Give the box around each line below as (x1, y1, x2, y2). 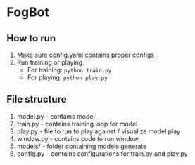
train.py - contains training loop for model (16, 119, 138, 128)
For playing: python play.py (27, 73, 108, 81)
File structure (6, 93, 67, 105)
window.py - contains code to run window (16, 134, 139, 143)
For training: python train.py (27, 66, 112, 74)
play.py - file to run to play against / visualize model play (16, 127, 181, 136)
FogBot (6, 4, 50, 20)
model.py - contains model (16, 112, 96, 120)
